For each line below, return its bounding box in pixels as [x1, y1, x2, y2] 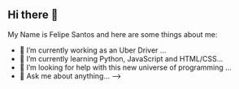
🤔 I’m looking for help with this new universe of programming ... [19, 62, 232, 72]
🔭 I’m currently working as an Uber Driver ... [19, 45, 167, 55]
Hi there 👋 [7, 8, 59, 22]
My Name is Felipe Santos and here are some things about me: [7, 29, 218, 39]
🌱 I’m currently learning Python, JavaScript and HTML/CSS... [19, 53, 224, 63]
